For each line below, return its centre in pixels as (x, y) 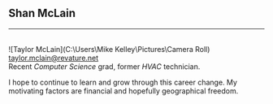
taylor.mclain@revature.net (54, 58)
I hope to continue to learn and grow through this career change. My (123, 82)
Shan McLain (42, 13)
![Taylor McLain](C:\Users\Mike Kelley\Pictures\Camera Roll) (109, 49)
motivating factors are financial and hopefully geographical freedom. (123, 91)
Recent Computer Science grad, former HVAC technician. (104, 66)
